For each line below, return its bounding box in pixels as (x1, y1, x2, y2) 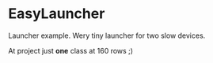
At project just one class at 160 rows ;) (8, 46, 133, 55)
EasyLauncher (8, 5, 105, 23)
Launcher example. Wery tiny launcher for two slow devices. (8, 31, 206, 40)
